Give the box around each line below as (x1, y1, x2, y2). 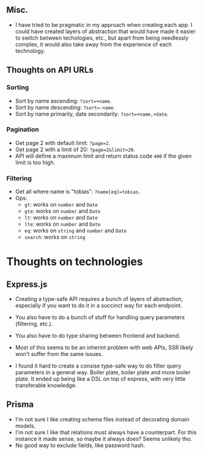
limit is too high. (15, 158, 56, 166)
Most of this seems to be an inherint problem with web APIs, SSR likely (15, 344, 194, 351)
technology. (15, 47, 46, 54)
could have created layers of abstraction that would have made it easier (15, 28, 196, 35)
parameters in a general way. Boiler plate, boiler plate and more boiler (15, 369, 191, 376)
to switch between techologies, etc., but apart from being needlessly (15, 34, 189, 42)
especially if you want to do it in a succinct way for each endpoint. (15, 302, 182, 309)
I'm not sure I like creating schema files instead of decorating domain (15, 415, 190, 423)
